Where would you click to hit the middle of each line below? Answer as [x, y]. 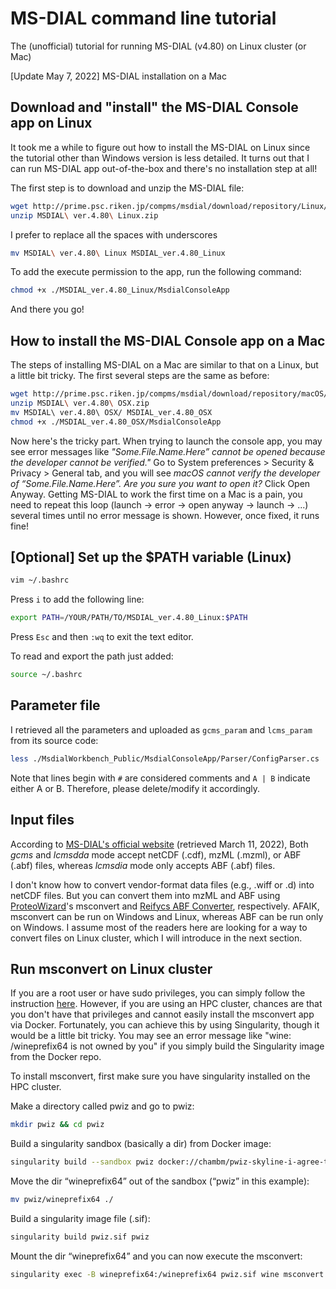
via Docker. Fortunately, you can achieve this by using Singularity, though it [165, 1025]
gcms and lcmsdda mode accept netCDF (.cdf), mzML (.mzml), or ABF [156, 854]
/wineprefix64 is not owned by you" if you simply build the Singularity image [167, 1046]
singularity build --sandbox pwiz [82, 1162]
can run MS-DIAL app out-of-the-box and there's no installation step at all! [164, 168]
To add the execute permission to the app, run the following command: [156, 272]
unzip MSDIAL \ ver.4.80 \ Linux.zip [84, 215]
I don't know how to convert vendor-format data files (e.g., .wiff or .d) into [162, 884]
